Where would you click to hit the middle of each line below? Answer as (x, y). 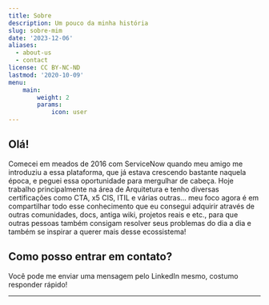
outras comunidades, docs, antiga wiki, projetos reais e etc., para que (123, 214)
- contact (32, 61)
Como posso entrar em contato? (90, 257)
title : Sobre (30, 16)
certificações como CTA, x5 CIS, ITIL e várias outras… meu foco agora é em (134, 197)
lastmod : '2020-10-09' (46, 75)
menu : (17, 82)
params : (50, 105)
